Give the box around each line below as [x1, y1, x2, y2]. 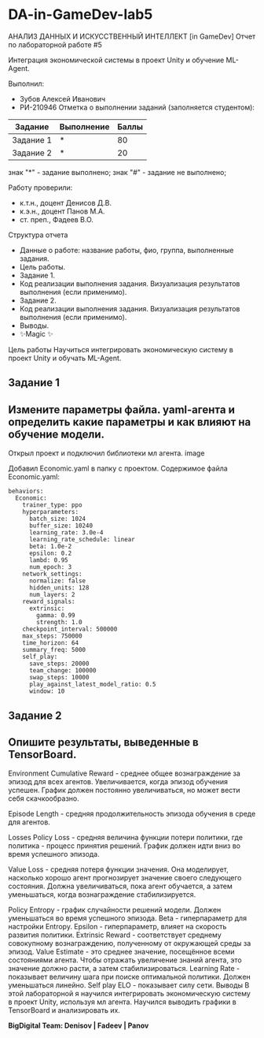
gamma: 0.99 [36, 612, 76, 619]
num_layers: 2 [28, 591, 76, 599]
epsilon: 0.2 [28, 549, 72, 557]
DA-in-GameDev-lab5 [8, 6, 153, 24]
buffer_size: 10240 [28, 522, 93, 530]
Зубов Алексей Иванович [19, 94, 106, 103]
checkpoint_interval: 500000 [22, 625, 118, 634]
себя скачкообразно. [8, 794, 80, 803]
